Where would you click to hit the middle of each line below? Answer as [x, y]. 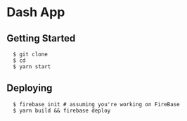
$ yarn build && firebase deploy [62, 110]
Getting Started [41, 38]
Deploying [30, 88]
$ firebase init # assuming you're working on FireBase [96, 104]
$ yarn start [32, 67]
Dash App [36, 12]
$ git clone [31, 54]
